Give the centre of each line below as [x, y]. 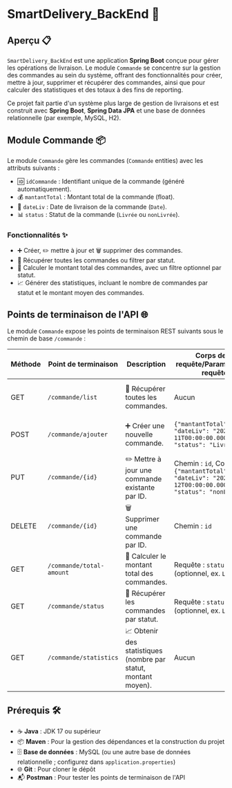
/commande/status [76, 606]
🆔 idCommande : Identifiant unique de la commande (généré [101, 181]
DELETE [23, 526]
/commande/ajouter [78, 434]
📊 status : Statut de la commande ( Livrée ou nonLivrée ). [98, 214]
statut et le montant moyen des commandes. [81, 293]
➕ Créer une [145, 425]
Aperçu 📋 [29, 40]
